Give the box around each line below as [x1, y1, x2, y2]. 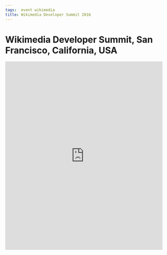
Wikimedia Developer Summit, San [5, 34, 153, 45]
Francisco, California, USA [5, 44, 118, 56]
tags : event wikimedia [5, 7, 55, 13]
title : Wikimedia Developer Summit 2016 [5, 12, 92, 17]
